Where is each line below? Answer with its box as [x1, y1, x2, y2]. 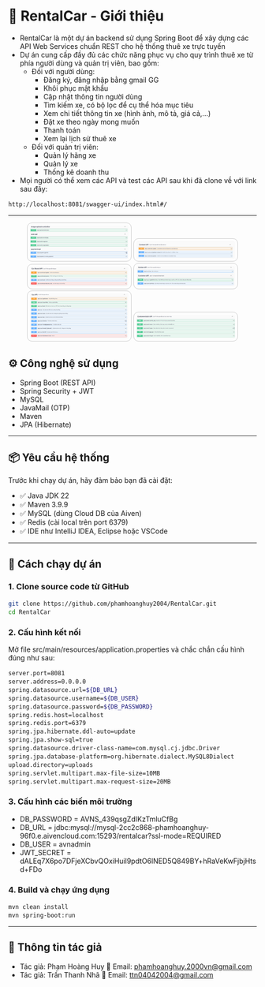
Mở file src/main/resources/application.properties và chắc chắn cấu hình [8, 645, 244, 654]
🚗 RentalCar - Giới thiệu [8, 7, 164, 25]
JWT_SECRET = [19, 847, 72, 857]
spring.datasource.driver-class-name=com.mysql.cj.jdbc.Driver [8, 745, 221, 753]
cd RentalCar [8, 608, 51, 616]
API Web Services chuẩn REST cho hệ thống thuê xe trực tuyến [19, 41, 226, 50]
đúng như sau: [8, 653, 55, 663]
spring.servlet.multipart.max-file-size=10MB [8, 769, 160, 777]
